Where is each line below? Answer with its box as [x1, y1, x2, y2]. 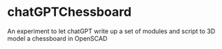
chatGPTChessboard [7, 4, 132, 20]
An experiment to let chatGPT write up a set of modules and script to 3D [7, 27, 216, 35]
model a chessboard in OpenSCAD [7, 34, 108, 42]
